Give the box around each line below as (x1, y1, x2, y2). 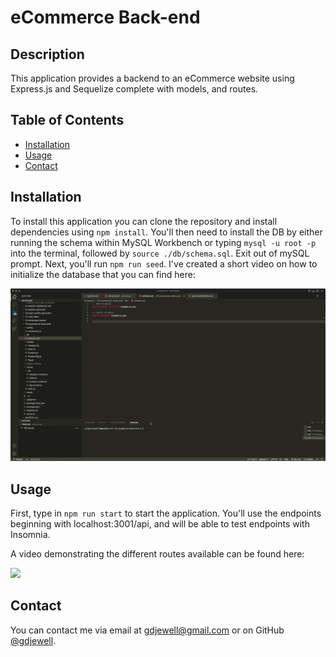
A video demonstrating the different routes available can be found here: (10, 548, 305, 560)
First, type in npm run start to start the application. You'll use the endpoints (10, 507, 322, 520)
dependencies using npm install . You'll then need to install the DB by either (10, 226, 323, 238)
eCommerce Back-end (10, 6, 201, 29)
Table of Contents (10, 112, 125, 129)
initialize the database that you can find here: (10, 268, 196, 280)
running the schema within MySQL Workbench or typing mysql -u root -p (10, 236, 317, 248)
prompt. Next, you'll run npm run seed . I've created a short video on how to (10, 257, 318, 270)
